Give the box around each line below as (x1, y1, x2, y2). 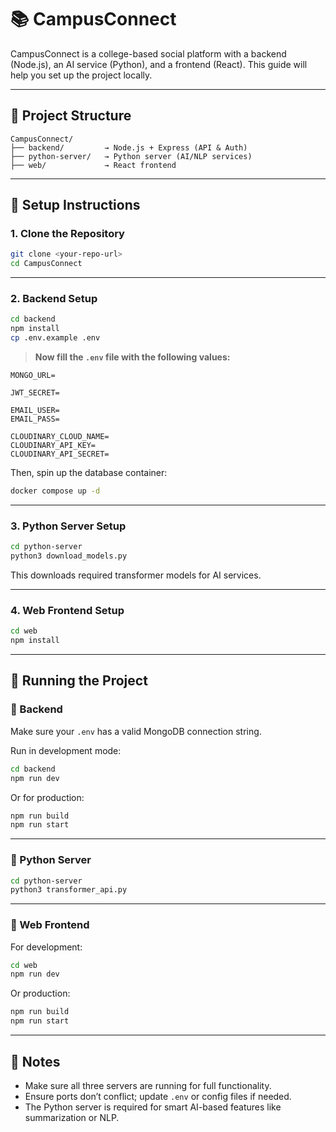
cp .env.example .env (10, 333, 101, 343)
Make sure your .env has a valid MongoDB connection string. (10, 725, 262, 737)
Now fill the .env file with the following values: (34, 351, 231, 363)
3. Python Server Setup (10, 519, 127, 533)
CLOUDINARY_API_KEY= (10, 441, 97, 451)
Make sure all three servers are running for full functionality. (24, 1079, 272, 1091)
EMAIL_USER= (10, 406, 60, 416)
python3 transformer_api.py (10, 885, 128, 895)
